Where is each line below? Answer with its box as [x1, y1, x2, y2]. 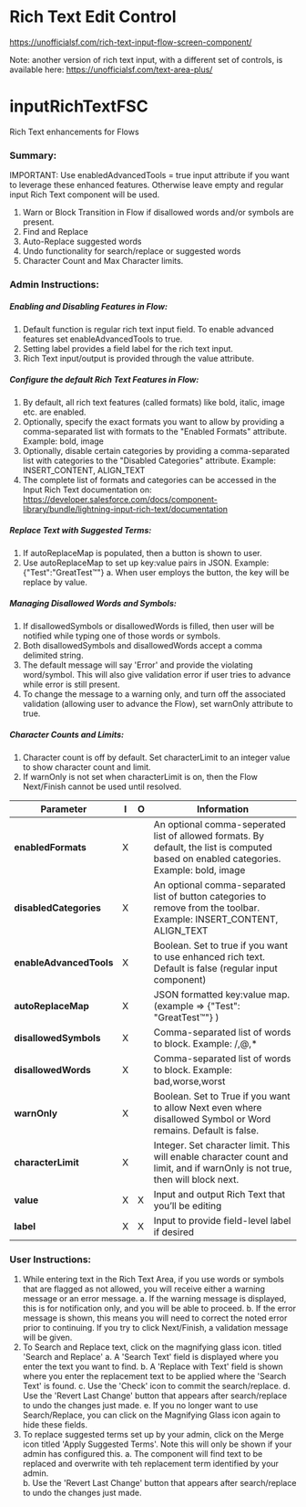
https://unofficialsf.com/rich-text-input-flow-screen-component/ [9, 37, 252, 47]
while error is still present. [22, 679, 120, 690]
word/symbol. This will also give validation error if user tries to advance [22, 669, 291, 680]
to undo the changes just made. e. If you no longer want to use [22, 1400, 259, 1411]
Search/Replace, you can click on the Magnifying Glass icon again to [22, 1409, 280, 1421]
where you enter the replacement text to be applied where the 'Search [22, 1371, 287, 1382]
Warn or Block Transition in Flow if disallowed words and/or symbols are [22, 207, 294, 218]
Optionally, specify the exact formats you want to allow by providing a [22, 416, 285, 427]
